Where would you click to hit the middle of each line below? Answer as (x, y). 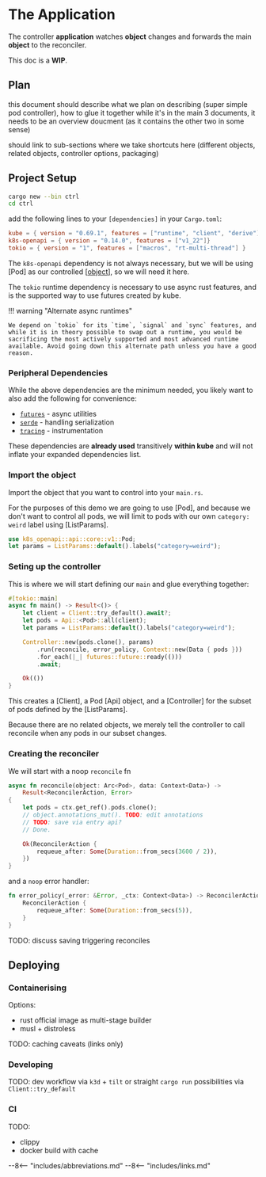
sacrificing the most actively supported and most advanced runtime (123, 339)
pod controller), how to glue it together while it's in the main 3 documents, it (132, 112)
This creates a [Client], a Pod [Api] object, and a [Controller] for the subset (130, 701)
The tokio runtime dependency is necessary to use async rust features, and (133, 287)
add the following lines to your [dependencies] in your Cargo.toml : (115, 219)
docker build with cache (59, 1150)
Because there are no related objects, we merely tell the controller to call (127, 725)
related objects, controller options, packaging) (84, 153)
